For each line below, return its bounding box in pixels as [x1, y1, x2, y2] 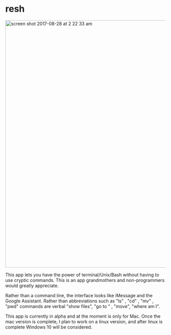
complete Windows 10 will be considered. [5, 324, 93, 330]
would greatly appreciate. [5, 282, 59, 289]
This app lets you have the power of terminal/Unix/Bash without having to [5, 271, 159, 278]
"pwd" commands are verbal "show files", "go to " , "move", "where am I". [5, 303, 160, 309]
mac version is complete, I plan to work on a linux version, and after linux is [5, 318, 163, 324]
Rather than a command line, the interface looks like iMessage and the [5, 292, 153, 298]
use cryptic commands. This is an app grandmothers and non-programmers [5, 277, 165, 283]
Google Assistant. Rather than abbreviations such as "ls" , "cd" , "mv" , [5, 298, 154, 304]
